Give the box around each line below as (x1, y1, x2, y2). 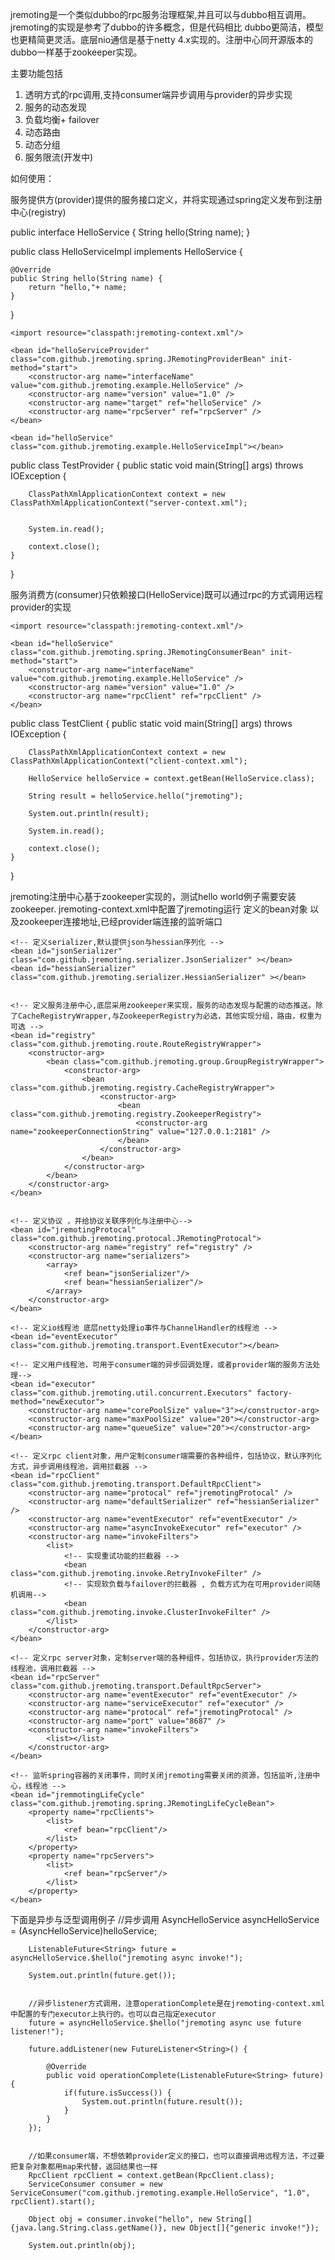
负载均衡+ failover (24, 114, 100, 125)
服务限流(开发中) (24, 151, 94, 163)
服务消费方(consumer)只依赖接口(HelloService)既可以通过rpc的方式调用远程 (10, 589, 324, 600)
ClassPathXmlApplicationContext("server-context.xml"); (10, 498, 248, 508)
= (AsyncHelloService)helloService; (10, 1925, 158, 1937)
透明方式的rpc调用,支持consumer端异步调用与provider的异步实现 (24, 89, 293, 100)
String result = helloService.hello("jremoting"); (28, 791, 244, 801)
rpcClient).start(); (10, 2197, 97, 2207)
